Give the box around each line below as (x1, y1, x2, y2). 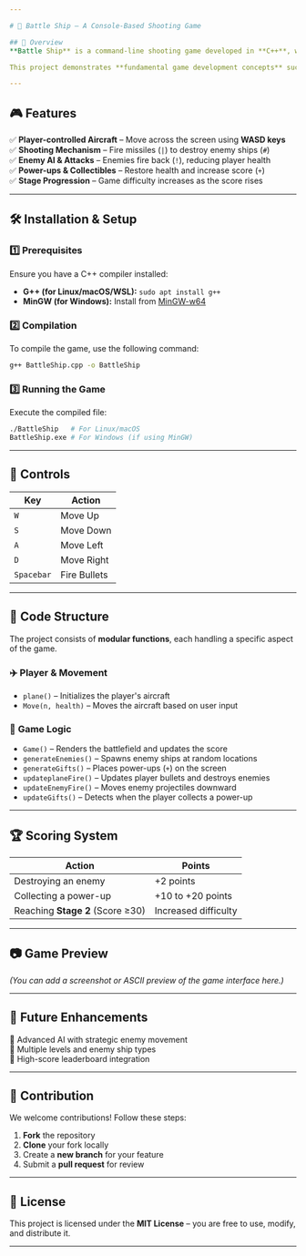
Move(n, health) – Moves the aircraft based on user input (22, 699, 239, 710)
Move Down (60, 524, 112, 536)
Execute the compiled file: (9, 407, 107, 418)
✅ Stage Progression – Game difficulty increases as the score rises (9, 175, 263, 187)
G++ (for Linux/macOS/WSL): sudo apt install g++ (22, 286, 221, 297)
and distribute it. (9, 1228, 71, 1239)
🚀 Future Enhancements (9, 1010, 148, 1026)
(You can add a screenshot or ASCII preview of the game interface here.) (9, 975, 284, 985)
